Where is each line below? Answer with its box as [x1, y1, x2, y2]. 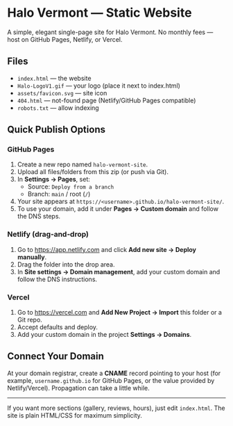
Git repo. [17, 315, 43, 324]
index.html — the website [17, 74, 92, 82]
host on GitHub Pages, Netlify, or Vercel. [7, 35, 123, 43]
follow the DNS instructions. [17, 275, 98, 283]
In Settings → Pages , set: [17, 175, 90, 184]
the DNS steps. [17, 212, 61, 221]
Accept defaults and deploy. [17, 323, 98, 331]
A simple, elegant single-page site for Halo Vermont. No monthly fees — [7, 28, 214, 36]
